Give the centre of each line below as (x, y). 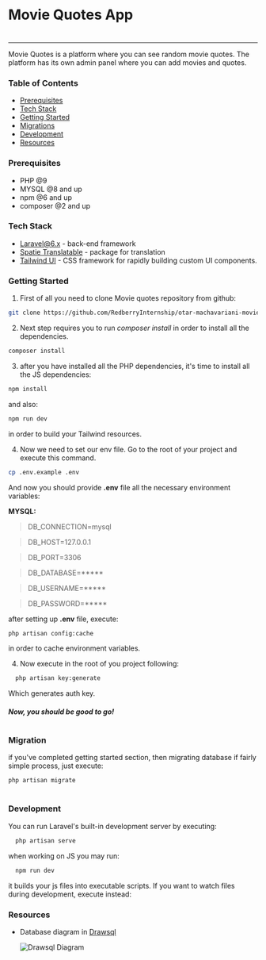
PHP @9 (33, 180)
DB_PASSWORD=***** (67, 603)
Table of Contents (44, 83)
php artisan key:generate (58, 678)
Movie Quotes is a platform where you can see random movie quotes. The (129, 54)
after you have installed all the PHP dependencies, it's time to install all (135, 366)
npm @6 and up (46, 197)
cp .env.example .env (44, 472)
